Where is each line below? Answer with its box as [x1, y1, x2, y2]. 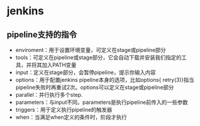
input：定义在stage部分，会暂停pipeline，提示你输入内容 [15, 69, 156, 76]
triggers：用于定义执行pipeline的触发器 [15, 106, 113, 113]
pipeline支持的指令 [7, 29, 77, 39]
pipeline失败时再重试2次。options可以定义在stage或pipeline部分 [15, 84, 174, 91]
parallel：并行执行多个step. [15, 91, 83, 98]
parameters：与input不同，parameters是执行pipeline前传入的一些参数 [15, 99, 188, 106]
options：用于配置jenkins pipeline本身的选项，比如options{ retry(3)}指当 [15, 76, 195, 83]
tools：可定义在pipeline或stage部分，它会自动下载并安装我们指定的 [15, 54, 182, 61]
